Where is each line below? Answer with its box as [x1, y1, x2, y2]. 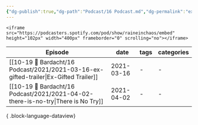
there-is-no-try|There [9, 97, 72, 105]
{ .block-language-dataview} [6, 112, 76, 119]
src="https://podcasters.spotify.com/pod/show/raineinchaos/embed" [6, 30, 176, 36]
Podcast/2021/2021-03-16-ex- [9, 65, 104, 74]
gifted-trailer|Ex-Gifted [9, 73, 75, 81]
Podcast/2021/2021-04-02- [9, 90, 94, 98]
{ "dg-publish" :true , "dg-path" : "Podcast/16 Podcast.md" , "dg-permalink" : [6, 8, 186, 15]
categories [158, 48, 189, 56]
